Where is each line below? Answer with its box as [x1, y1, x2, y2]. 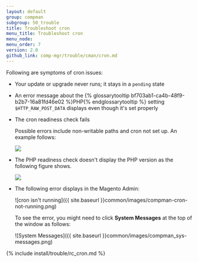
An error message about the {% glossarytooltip [14, 92, 130, 99]
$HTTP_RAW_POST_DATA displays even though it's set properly [14, 104, 158, 111]
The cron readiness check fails [14, 116, 90, 123]
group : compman [6, 14, 44, 20]
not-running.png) [14, 202, 57, 210]
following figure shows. [14, 162, 72, 169]
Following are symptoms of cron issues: [6, 69, 103, 76]
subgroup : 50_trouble [6, 20, 60, 25]
